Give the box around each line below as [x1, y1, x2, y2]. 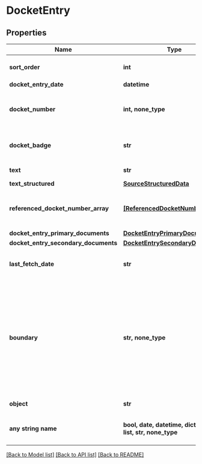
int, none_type [123, 105, 165, 113]
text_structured [9, 180, 55, 188]
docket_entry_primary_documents [9, 229, 109, 237]
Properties [6, 28, 47, 38]
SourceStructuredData [123, 180, 189, 188]
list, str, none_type [123, 428, 178, 436]
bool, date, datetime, [123, 421, 183, 429]
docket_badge [9, 141, 52, 149]
